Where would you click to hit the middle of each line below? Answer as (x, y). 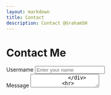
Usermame (20, 70)
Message (18, 85)
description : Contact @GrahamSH (47, 23)
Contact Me (36, 53)
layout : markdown (28, 12)
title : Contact (25, 17)
